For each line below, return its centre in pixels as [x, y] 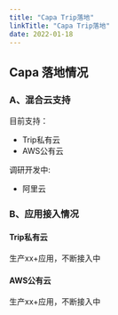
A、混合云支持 [40, 100]
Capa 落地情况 [49, 72]
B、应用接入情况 [44, 214]
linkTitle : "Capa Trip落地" [60, 26]
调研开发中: [30, 170]
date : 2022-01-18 [41, 34]
